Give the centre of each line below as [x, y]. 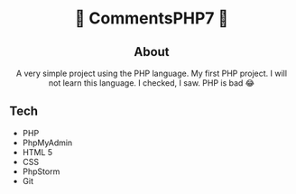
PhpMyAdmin [47, 143]
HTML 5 [37, 152]
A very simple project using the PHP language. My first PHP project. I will [152, 73]
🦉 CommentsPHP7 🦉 [152, 18]
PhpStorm [41, 171]
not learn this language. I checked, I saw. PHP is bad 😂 [152, 83]
